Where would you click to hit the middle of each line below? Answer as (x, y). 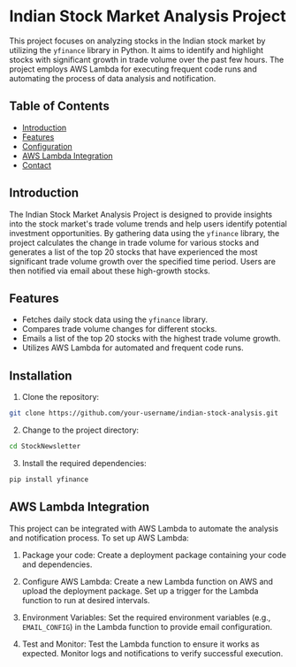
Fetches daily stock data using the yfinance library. (114, 319)
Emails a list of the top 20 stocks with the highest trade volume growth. (151, 339)
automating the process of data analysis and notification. (113, 78)
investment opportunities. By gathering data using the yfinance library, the (144, 233)
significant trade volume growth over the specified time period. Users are (143, 261)
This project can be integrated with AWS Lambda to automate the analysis (144, 528)
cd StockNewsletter (45, 447)
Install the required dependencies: (84, 463)
